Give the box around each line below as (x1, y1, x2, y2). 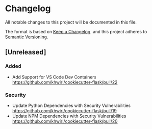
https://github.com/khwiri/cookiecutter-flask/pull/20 (12, 118, 118, 124)
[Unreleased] (5, 48, 47, 56)
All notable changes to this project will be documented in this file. (5, 19, 137, 25)
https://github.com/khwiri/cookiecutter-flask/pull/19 (12, 107, 117, 113)
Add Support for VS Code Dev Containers (12, 74, 97, 80)
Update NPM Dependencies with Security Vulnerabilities (12, 113, 127, 119)
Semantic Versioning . (5, 34, 48, 40)
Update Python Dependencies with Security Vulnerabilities (12, 103, 131, 108)
